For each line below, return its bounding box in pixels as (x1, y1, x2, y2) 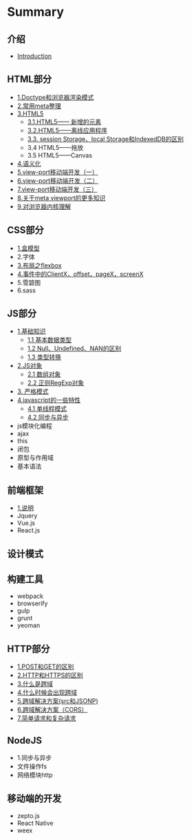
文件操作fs (16, 762, 47, 771)
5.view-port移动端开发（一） (16, 168, 98, 176)
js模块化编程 (16, 422, 53, 430)
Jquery (16, 512, 38, 520)
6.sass (16, 286, 36, 294)
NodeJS (7, 734, 43, 746)
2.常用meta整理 (16, 101, 62, 110)
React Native (16, 819, 54, 827)
